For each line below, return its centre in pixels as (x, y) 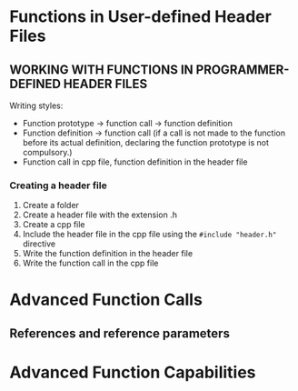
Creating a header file (58, 185)
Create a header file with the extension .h (99, 215)
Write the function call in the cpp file (90, 263)
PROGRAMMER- (243, 70)
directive (39, 244)
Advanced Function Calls (106, 300)
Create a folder (51, 206)
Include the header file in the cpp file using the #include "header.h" (149, 235)
